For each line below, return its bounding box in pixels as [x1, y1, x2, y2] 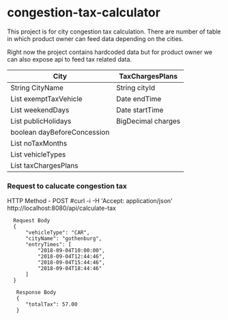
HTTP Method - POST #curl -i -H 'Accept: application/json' [7, 197, 173, 205]
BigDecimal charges [115, 116, 181, 126]
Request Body [13, 217, 51, 224]
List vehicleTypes [10, 149, 66, 159]
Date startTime [115, 105, 164, 114]
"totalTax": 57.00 [25, 301, 78, 308]
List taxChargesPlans [10, 161, 79, 170]
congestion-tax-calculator [7, 5, 160, 21]
